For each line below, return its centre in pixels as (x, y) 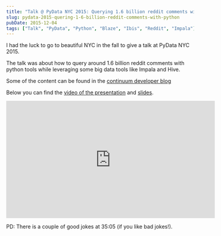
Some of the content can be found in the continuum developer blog (89, 81)
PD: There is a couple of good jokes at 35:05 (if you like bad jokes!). (89, 226)
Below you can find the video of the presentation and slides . (80, 92)
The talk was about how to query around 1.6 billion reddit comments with (95, 63)
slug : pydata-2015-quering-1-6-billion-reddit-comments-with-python (93, 17)
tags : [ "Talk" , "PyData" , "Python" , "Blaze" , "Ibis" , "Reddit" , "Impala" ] (101, 28)
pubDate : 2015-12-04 (32, 23)
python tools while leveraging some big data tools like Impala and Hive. (93, 70)
